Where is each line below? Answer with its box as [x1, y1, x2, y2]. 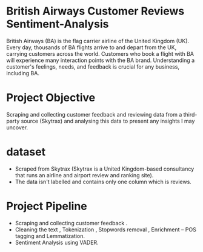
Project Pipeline [6, 199, 88, 213]
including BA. [6, 69, 39, 77]
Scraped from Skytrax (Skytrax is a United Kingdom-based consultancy [15, 165, 195, 172]
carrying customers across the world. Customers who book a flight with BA [6, 50, 194, 57]
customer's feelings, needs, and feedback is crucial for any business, [6, 63, 180, 70]
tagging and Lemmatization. [15, 232, 85, 239]
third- [183, 111, 198, 118]
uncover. [6, 123, 28, 131]
